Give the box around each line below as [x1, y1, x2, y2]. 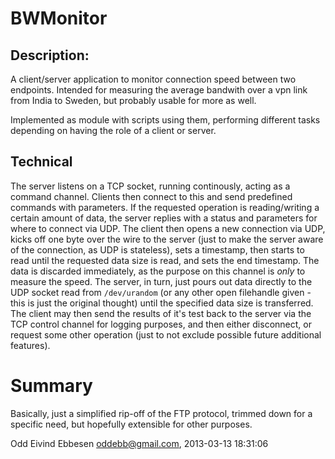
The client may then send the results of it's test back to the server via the [10, 307, 312, 319]
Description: [10, 47, 90, 64]
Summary [10, 375, 93, 397]
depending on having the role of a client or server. [10, 125, 217, 136]
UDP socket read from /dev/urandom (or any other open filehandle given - [10, 286, 312, 298]
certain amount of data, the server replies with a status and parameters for [10, 212, 318, 224]
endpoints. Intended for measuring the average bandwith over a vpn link [10, 84, 308, 96]
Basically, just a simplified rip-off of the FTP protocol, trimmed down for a [10, 407, 313, 419]
